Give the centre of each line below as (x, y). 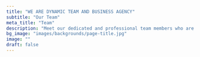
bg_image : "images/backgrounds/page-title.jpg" (67, 34)
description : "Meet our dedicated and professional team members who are (100, 28)
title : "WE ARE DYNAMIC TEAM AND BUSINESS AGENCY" (71, 12)
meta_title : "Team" (31, 23)
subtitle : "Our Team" (33, 17)
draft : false (22, 45)
